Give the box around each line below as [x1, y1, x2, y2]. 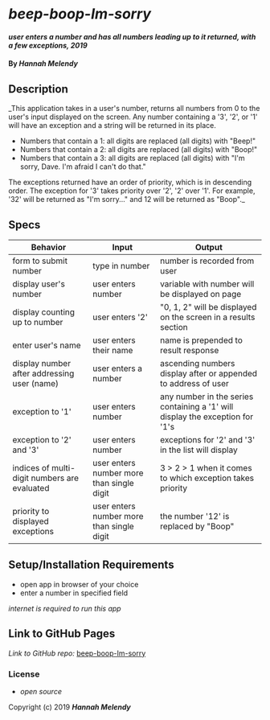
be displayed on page [159, 289, 242, 299]
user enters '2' [92, 311, 149, 323]
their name [92, 345, 133, 356]
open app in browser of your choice [19, 579, 139, 589]
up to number [12, 317, 63, 327]
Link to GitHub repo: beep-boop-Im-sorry [8, 648, 146, 658]
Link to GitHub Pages [8, 627, 116, 640]
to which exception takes [159, 472, 255, 483]
